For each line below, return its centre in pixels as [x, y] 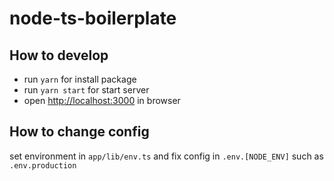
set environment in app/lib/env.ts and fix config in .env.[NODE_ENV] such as [166, 156]
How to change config [79, 132]
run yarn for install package [80, 79]
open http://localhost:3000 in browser [102, 100]
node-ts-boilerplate [93, 18]
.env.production [43, 165]
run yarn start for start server [86, 90]
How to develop [59, 55]
